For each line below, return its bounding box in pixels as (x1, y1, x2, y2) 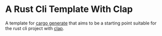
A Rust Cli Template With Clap (5, 3, 133, 15)
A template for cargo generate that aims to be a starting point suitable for (5, 20, 157, 26)
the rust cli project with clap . (5, 25, 64, 31)
